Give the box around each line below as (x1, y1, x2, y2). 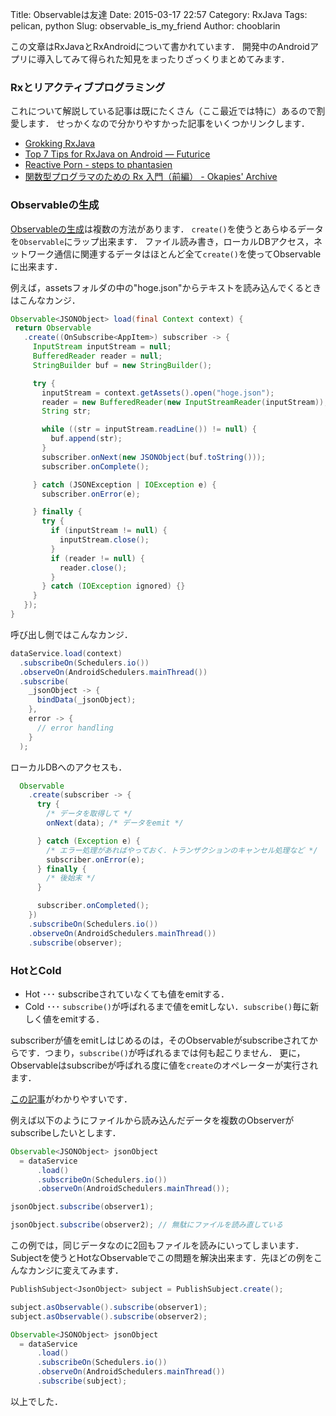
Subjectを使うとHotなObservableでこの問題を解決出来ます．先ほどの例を (10, 1252, 314, 1264)
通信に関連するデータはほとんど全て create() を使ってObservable (53, 248, 322, 260)
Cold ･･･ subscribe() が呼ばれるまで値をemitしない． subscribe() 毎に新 (24, 1000, 320, 1012)
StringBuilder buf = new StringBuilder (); (32, 360, 213, 370)
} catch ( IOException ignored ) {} (41, 581, 186, 592)
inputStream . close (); (59, 535, 150, 545)
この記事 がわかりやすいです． (10, 1093, 133, 1105)
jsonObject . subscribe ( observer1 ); (10, 1202, 155, 1212)
